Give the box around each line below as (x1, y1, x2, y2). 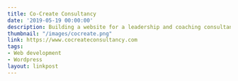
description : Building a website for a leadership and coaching (7, 23, 201, 30)
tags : (7, 43, 23, 50)
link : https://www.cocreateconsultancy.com (7, 37, 138, 44)
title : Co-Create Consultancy (7, 10, 97, 18)
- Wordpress (7, 56, 42, 63)
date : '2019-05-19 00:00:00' (7, 17, 93, 24)
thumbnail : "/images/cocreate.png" (7, 30, 113, 37)
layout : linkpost (7, 63, 59, 70)
